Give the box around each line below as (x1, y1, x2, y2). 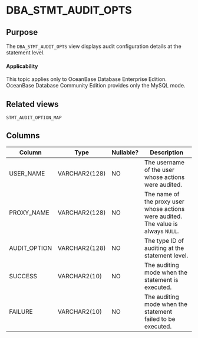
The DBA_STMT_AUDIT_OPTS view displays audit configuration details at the (6, 43, 181, 50)
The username (144, 158, 184, 166)
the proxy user (144, 197, 184, 206)
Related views (6, 99, 59, 109)
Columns (6, 131, 40, 141)
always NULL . (144, 227, 179, 235)
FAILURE (9, 307, 34, 316)
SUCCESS (9, 272, 37, 280)
